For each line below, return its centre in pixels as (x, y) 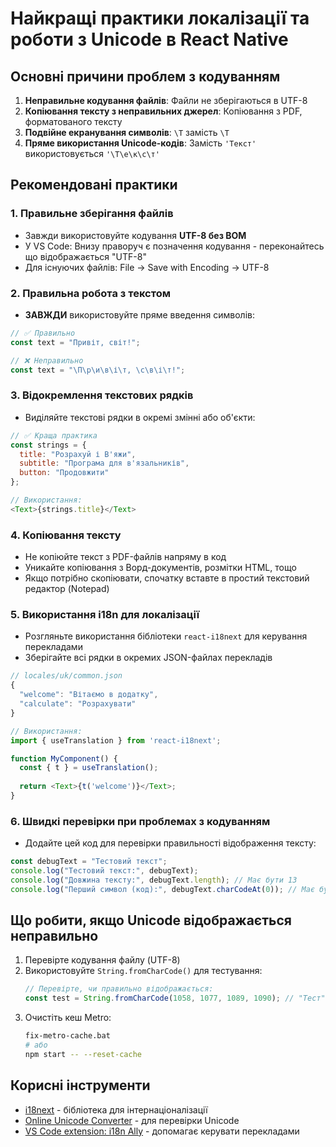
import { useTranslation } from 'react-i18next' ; (116, 740)
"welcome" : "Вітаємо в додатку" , (89, 695)
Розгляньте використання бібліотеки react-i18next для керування (166, 636)
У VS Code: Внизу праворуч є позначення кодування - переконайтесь (174, 246)
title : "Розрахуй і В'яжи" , (78, 454)
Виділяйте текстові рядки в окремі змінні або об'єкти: (140, 417)
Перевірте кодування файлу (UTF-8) (102, 960)
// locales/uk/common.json (66, 676)
